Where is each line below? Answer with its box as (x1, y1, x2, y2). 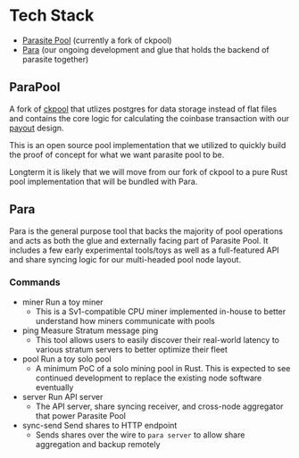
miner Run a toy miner (21, 296, 104, 307)
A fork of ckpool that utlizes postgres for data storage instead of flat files (9, 104, 278, 114)
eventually (35, 381, 74, 393)
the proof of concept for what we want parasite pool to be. (9, 149, 225, 160)
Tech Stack (9, 5, 95, 26)
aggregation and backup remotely (35, 438, 161, 449)
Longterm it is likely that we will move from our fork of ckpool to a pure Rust (9, 166, 288, 177)
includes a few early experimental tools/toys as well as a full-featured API (9, 245, 279, 255)
